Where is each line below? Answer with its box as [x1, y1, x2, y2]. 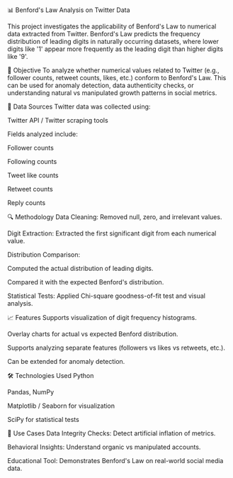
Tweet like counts [7, 171, 59, 179]
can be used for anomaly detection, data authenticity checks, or [7, 81, 194, 89]
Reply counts [7, 199, 46, 207]
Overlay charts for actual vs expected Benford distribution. [7, 330, 178, 338]
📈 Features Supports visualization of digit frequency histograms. [7, 313, 197, 321]
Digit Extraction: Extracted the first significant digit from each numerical [7, 229, 217, 238]
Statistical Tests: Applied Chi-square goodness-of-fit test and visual [7, 291, 205, 300]
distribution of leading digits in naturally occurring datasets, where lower [7, 38, 220, 45]
